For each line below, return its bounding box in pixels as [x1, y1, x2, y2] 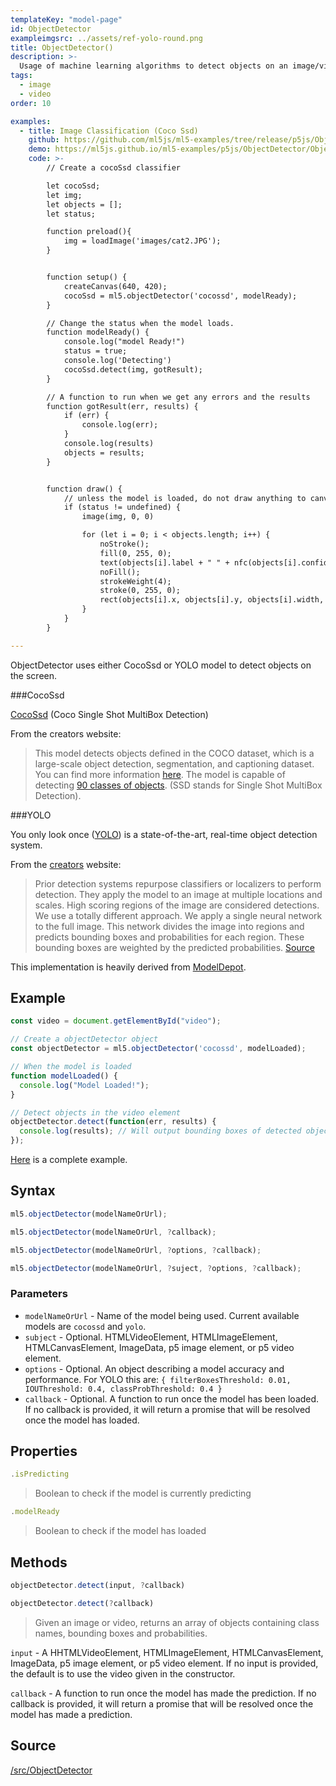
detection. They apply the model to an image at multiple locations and [34, 888, 323, 900]
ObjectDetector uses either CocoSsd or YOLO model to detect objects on [10, 659, 312, 671]
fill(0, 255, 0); [99, 548, 172, 558]
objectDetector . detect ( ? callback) [10, 1598, 155, 1608]
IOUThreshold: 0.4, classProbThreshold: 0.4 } [24, 1384, 223, 1394]
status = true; [63, 346, 128, 356]
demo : [28, 144, 52, 155]
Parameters [10, 1287, 68, 1301]
